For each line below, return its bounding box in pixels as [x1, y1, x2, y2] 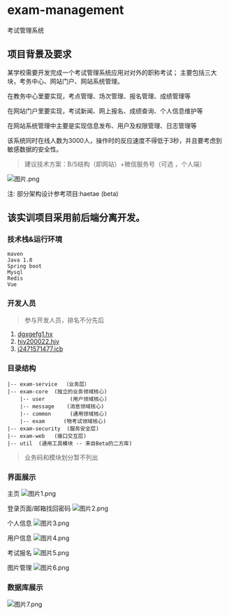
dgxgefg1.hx [17, 330, 54, 338]
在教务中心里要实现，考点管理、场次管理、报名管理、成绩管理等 [7, 91, 191, 100]
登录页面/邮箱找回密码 [7, 504, 71, 512]
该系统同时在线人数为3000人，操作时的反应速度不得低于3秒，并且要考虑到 [7, 136, 222, 144]
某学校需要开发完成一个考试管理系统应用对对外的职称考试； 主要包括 [7, 68, 205, 77]
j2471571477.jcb [17, 344, 64, 353]
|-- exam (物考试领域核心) [20, 418, 107, 425]
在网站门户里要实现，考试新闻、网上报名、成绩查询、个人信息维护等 [7, 107, 203, 115]
